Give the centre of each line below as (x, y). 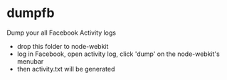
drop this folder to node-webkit (63, 46)
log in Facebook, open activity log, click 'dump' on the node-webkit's (118, 54)
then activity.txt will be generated (66, 69)
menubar (30, 61)
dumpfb (31, 13)
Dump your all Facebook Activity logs (62, 33)
